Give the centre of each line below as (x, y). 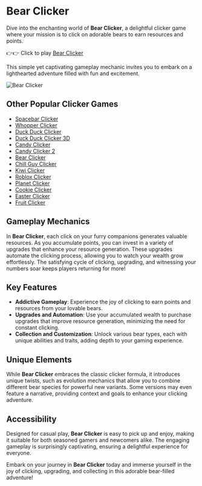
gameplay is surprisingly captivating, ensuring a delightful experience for (97, 446)
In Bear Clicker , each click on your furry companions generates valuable (97, 236)
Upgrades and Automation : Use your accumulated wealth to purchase (103, 315)
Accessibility (31, 419)
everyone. (19, 453)
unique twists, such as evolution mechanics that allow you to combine (93, 381)
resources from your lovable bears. (59, 308)
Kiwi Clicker (30, 170)
